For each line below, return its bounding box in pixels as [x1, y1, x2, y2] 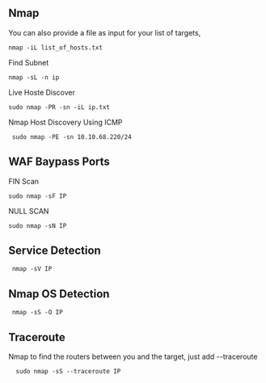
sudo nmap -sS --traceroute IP [15, 368, 121, 376]
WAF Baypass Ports [8, 155, 111, 169]
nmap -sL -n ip [8, 73, 60, 82]
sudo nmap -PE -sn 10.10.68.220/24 [11, 133, 132, 141]
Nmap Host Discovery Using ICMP [8, 117, 123, 127]
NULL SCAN [8, 206, 49, 216]
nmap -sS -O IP [11, 309, 63, 317]
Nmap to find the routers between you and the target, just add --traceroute [8, 351, 258, 362]
